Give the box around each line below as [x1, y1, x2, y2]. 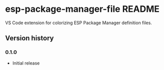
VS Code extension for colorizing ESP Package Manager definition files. [5, 20, 153, 26]
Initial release [12, 60, 40, 66]
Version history [5, 34, 54, 42]
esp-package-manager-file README [5, 3, 160, 15]
